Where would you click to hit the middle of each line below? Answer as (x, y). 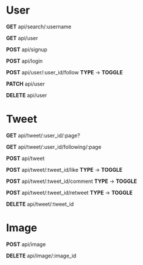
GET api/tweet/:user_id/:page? (43, 135)
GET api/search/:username (39, 27)
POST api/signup (27, 49)
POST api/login (24, 61)
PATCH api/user (26, 84)
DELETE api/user (26, 95)
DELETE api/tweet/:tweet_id (40, 204)
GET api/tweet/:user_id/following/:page (54, 147)
